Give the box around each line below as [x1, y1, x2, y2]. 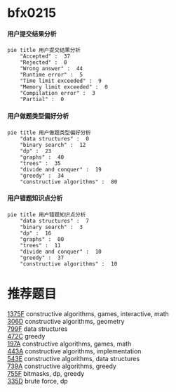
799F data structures [7, 325, 68, 333]
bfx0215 [7, 5, 57, 21]
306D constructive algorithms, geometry [7, 317, 125, 325]
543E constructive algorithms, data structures [7, 354, 140, 362]
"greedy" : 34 [20, 172, 65, 179]
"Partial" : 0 [20, 96, 65, 103]
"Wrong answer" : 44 [20, 65, 83, 72]
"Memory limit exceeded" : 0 [20, 84, 109, 91]
